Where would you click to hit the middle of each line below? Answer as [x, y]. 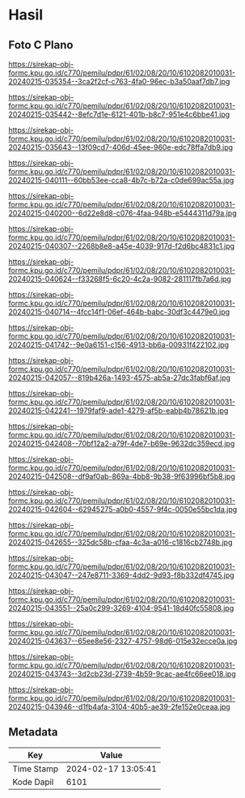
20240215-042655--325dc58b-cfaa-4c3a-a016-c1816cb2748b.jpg [120, 542]
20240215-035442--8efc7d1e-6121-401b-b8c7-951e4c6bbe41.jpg [119, 114]
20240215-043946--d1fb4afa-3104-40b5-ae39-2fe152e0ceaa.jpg [119, 707]
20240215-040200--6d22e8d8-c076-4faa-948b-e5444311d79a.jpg [122, 213]
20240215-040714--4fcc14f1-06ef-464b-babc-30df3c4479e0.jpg [119, 312]
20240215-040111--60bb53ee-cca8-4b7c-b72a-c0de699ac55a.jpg [121, 180]
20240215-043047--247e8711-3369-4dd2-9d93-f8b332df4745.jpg [121, 575]
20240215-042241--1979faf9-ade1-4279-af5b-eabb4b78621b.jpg [118, 410]
